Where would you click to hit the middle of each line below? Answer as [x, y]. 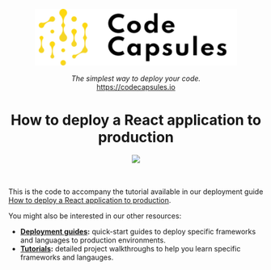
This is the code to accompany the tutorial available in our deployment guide [136, 192]
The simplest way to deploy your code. [136, 78]
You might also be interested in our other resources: [95, 216]
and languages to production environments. [93, 240]
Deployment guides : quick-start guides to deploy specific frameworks [138, 232]
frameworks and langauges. [67, 257]
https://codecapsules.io [136, 87]
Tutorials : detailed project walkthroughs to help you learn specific [130, 249]
